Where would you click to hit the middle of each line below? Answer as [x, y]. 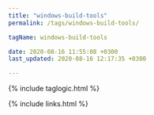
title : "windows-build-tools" [58, 15]
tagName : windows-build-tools [58, 37]
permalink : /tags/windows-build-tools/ [74, 23]
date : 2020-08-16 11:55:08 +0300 [63, 52]
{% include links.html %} [48, 104]
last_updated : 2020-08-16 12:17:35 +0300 [77, 59]
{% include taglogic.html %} [54, 89]
